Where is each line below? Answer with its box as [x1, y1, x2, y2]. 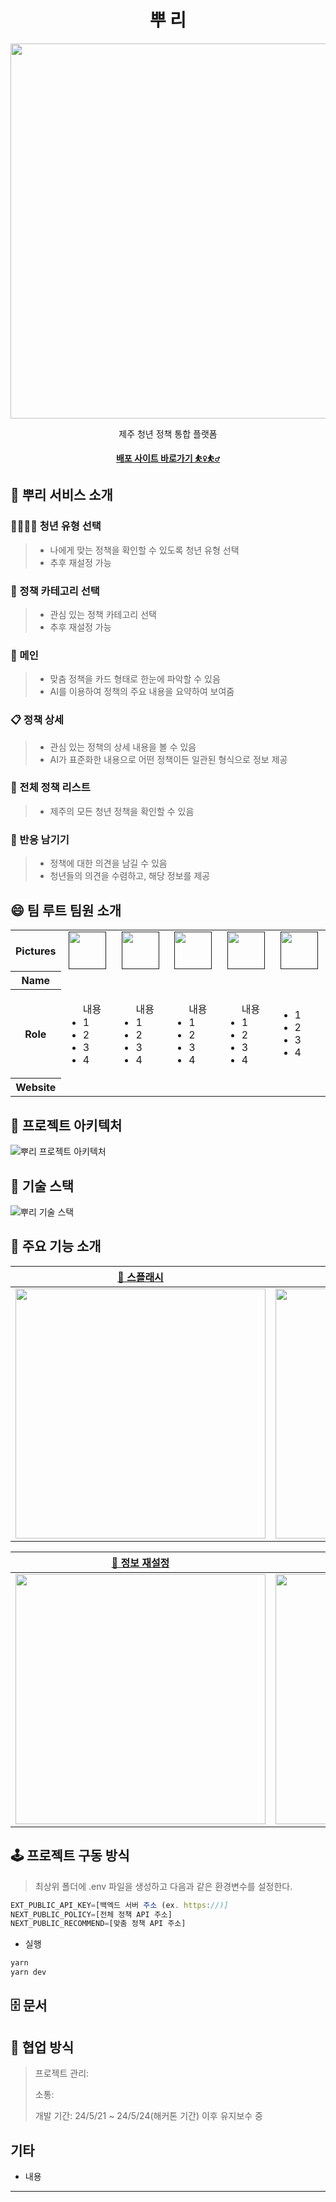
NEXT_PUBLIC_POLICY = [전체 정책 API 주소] [10, 1909, 173, 1920]
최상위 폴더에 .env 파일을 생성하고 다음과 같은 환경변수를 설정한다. [34, 1880, 293, 1892]
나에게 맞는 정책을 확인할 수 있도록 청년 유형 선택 [49, 544, 240, 556]
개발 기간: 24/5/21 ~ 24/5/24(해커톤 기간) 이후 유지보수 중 [34, 2110, 263, 2122]
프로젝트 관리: [34, 2067, 90, 2080]
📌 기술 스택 [10, 1177, 75, 1195]
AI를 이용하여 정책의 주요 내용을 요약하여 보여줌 [49, 686, 235, 698]
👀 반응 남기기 [10, 832, 70, 846]
